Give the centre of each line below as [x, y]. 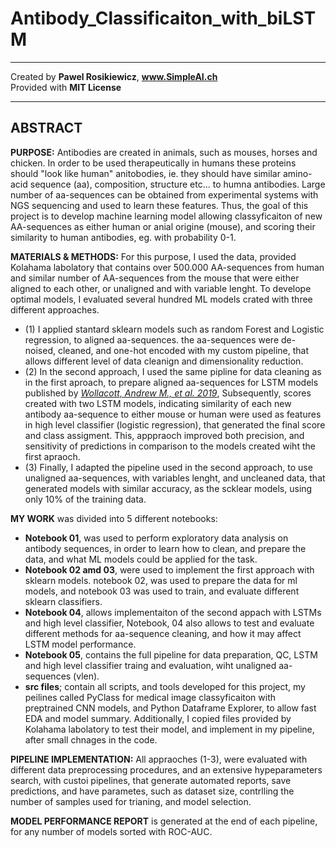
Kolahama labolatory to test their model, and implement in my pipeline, [169, 729]
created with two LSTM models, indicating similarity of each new [158, 403]
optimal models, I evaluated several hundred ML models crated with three [161, 299]
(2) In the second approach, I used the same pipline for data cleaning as [173, 371]
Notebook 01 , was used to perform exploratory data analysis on [156, 538]
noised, [40, 350]
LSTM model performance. [80, 644]
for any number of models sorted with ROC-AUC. [111, 831]
